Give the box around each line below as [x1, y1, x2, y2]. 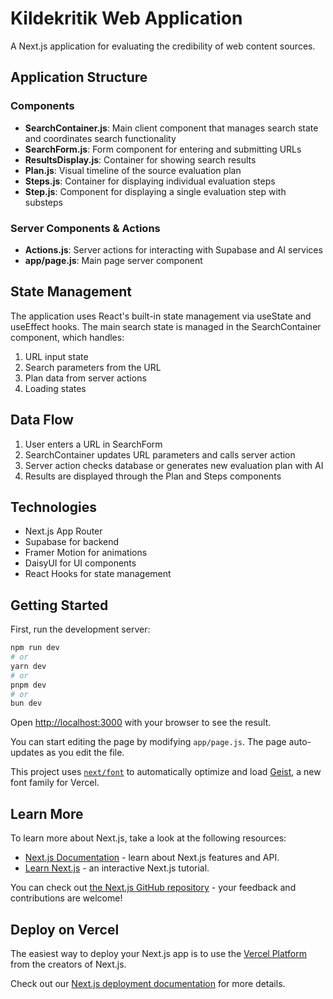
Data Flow [10, 412, 74, 429]
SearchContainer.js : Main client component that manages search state [24, 122, 319, 134]
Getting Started [10, 597, 109, 614]
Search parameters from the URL [24, 361, 162, 373]
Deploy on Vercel [10, 921, 120, 938]
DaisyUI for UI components [24, 557, 137, 569]
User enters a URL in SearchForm [24, 438, 163, 450]
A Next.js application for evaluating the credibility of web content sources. [10, 40, 316, 52]
